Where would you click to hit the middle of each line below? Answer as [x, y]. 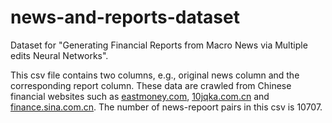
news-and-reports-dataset [125, 17]
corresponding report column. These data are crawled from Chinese [151, 85]
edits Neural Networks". [59, 55]
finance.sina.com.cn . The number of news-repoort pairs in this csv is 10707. [166, 107]
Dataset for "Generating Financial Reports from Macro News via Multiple [159, 45]
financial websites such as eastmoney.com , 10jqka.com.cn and [140, 96]
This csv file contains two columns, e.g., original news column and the [155, 75]
